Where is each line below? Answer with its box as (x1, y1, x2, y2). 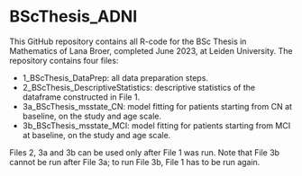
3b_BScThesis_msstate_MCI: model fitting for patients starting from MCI (22, 119, 291, 131)
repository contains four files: (9, 55, 119, 66)
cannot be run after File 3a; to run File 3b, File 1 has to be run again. (9, 156, 261, 167)
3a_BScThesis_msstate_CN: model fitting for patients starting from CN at (22, 101, 293, 111)
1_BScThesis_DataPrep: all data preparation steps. (22, 72, 209, 83)
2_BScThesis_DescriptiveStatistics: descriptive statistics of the (22, 82, 255, 92)
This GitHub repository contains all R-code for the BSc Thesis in (9, 36, 247, 47)
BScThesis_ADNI (9, 6, 138, 27)
